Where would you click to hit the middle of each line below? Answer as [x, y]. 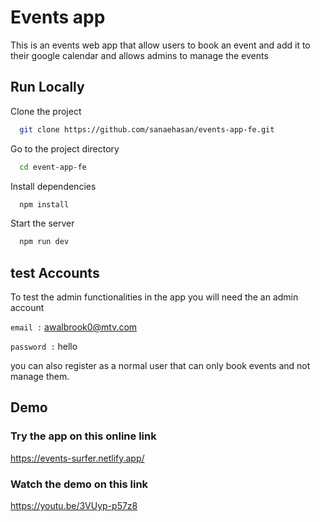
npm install [44, 204]
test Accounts [55, 272]
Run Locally [47, 87]
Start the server [42, 223]
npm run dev [44, 242]
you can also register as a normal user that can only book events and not [160, 366]
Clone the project [46, 111]
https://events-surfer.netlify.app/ [77, 458]
